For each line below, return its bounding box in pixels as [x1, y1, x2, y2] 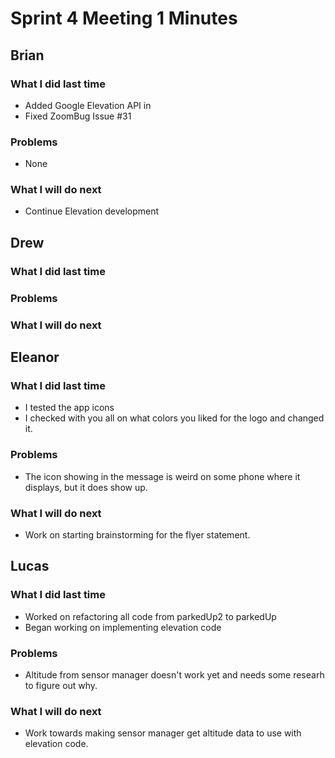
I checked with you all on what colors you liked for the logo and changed [24, 412, 325, 424]
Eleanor [10, 349, 60, 366]
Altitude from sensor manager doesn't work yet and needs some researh [24, 668, 325, 681]
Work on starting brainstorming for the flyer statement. [24, 528, 251, 541]
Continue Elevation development [24, 205, 160, 217]
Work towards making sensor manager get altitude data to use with [24, 727, 302, 739]
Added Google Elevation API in [24, 99, 152, 111]
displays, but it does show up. [24, 481, 148, 493]
